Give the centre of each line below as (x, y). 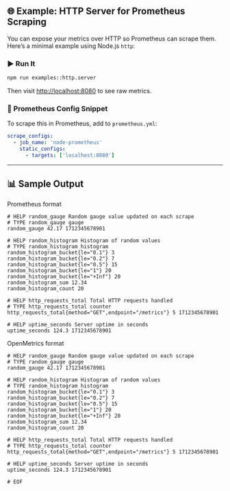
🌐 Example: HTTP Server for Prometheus (96, 11)
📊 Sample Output (46, 184)
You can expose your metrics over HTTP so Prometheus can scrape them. (112, 38)
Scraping (27, 22)
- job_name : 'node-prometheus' (58, 143)
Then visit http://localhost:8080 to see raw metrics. (79, 91)
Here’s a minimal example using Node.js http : (71, 46)
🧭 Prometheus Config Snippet (57, 108)
